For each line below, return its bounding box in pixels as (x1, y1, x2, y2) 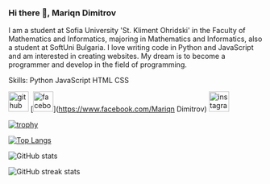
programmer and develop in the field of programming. (8, 60, 188, 69)
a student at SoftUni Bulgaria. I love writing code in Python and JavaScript (8, 43, 254, 52)
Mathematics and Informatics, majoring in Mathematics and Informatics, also (8, 34, 263, 44)
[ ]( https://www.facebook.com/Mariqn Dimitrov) (30, 104, 207, 114)
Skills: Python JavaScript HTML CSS (8, 76, 129, 86)
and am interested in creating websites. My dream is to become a (8, 52, 226, 61)
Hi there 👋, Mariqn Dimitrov (8, 7, 117, 19)
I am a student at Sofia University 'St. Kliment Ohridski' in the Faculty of (8, 26, 246, 36)
